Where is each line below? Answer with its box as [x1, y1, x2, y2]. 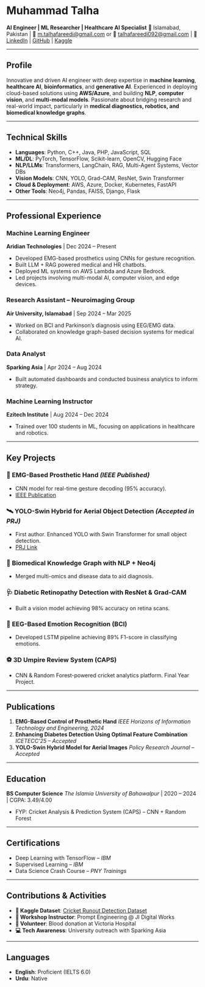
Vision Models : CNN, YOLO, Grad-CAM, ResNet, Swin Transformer [15, 174, 184, 182]
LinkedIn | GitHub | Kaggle [6, 37, 73, 44]
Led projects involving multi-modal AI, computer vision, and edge [15, 274, 180, 281]
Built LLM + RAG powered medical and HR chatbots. [15, 261, 146, 268]
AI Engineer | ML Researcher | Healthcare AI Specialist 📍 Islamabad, [6, 24, 181, 31]
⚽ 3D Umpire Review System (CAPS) [6, 655, 117, 664]
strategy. [15, 382, 38, 389]
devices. [15, 281, 37, 288]
